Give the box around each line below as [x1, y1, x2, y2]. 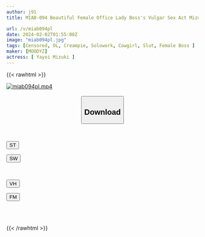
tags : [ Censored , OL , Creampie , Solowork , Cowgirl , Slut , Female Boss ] [6, 43, 195, 49]
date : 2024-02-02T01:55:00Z [6, 31, 78, 37]
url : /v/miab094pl [6, 26, 53, 32]
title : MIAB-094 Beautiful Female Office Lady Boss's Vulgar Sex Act [6, 15, 187, 21]
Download [84, 108, 121, 117]
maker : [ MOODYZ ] [6, 48, 48, 55]
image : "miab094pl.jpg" [6, 37, 67, 43]
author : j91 [6, 9, 37, 15]
